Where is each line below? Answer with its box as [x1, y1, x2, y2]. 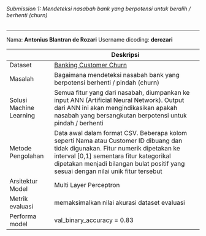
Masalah [9, 75, 34, 83]
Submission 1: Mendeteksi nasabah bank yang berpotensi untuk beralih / [6, 5, 191, 12]
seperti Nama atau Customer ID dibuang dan [54, 136, 183, 145]
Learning [9, 111, 36, 120]
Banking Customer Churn [54, 61, 128, 70]
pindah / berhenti [54, 119, 104, 128]
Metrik [9, 194, 28, 203]
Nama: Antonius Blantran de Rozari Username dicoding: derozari [6, 36, 173, 43]
